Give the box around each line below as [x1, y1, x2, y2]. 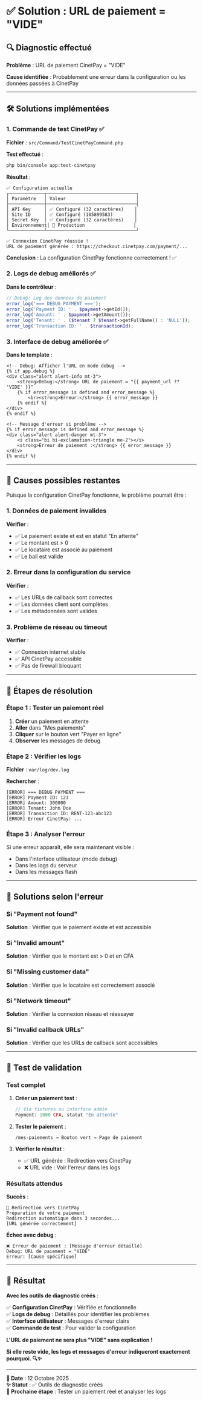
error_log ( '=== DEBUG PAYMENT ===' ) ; [6, 300, 101, 307]
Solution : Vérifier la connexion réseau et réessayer [6, 1010, 135, 1017]
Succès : [6, 1193, 29, 1200]
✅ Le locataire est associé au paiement [14, 546, 113, 553]
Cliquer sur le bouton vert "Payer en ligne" [14, 730, 122, 737]
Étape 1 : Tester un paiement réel [6, 704, 104, 712]
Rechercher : [6, 778, 39, 785]
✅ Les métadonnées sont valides [14, 607, 98, 614]
